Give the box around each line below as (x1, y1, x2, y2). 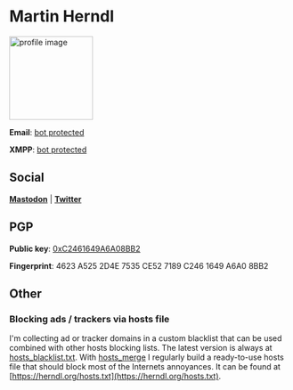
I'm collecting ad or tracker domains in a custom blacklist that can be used (9, 333, 282, 344)
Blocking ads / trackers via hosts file (9, 313, 170, 325)
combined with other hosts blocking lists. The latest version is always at (9, 343, 273, 353)
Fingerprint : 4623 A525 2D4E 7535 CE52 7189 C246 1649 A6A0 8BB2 (9, 260, 269, 271)
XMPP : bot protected (9, 144, 87, 155)
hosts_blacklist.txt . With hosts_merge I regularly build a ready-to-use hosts (9, 352, 285, 362)
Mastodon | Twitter (9, 193, 82, 204)
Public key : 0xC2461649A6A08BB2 (9, 243, 141, 254)
